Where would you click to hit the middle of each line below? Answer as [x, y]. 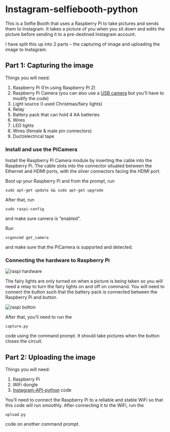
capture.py [17, 326]
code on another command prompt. [42, 424]
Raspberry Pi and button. [31, 297]
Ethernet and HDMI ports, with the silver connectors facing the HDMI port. [83, 171]
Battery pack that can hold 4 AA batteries [56, 114]
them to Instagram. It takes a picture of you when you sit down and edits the [85, 28]
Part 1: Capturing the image [49, 65]
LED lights [23, 125]
